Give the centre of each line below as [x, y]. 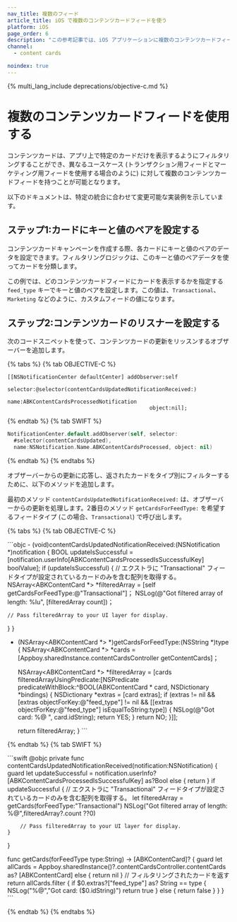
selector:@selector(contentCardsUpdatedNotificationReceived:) [102, 390]
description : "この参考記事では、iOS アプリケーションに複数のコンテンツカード [112, 40]
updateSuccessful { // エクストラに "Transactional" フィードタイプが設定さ [116, 789]
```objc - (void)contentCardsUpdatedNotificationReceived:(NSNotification [114, 544]
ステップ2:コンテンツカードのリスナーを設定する [114, 323]
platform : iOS [28, 27]
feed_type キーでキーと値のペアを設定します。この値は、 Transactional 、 [114, 289]
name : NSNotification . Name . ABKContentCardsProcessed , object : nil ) [113, 448]
